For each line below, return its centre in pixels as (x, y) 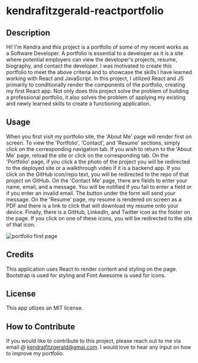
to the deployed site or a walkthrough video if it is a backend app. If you (93, 168)
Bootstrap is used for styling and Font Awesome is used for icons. (86, 275)
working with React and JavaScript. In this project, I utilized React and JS (95, 78)
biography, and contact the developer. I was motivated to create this (89, 66)
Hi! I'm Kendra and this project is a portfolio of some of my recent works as (98, 47)
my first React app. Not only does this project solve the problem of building (98, 91)
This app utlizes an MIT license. (45, 308)
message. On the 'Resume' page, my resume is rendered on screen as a (94, 199)
